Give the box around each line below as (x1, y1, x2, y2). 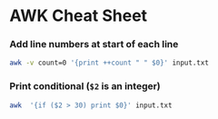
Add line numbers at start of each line (9, 38, 179, 51)
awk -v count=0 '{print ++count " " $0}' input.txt (9, 58, 209, 68)
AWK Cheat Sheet (9, 5, 148, 26)
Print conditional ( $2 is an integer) (9, 80, 161, 93)
